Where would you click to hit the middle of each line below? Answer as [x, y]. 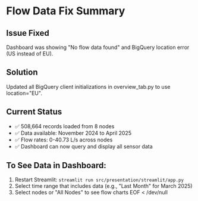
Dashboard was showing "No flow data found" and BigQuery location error [98, 47]
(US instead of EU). [30, 54]
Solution [22, 72]
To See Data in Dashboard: [56, 166]
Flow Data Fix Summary [66, 11]
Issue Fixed [28, 33]
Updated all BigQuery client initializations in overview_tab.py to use [88, 86]
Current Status [34, 112]
